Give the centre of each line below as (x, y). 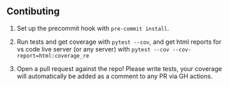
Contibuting (33, 11)
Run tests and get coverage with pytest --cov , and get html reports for (119, 42)
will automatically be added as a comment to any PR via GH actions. (114, 76)
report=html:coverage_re (53, 56)
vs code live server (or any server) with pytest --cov (93, 49)
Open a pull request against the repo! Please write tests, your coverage (119, 68)
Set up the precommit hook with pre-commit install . (93, 28)
